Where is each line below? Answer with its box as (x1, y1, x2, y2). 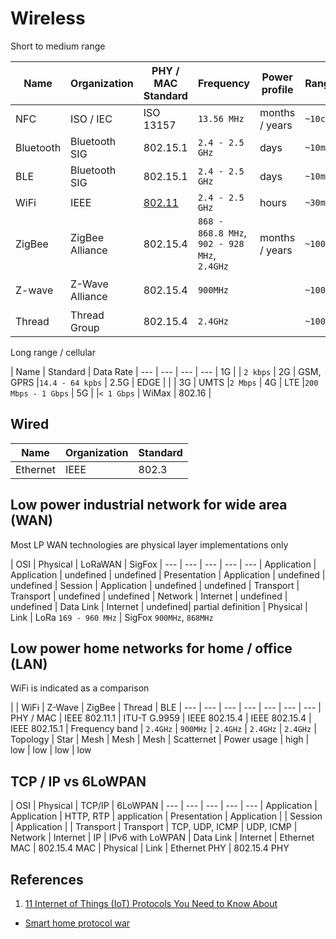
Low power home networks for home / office (10, 640, 293, 657)
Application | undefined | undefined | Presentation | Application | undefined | (10, 568, 326, 581)
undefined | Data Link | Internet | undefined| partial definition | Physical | (10, 600, 308, 612)
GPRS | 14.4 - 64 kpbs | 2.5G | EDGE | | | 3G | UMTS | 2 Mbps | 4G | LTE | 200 (10, 376, 319, 388)
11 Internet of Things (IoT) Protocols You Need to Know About (24, 898, 278, 909)
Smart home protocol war (24, 917, 131, 929)
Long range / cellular (10, 346, 96, 358)
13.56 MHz (197, 113, 245, 124)
